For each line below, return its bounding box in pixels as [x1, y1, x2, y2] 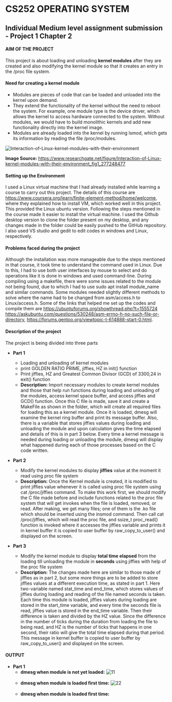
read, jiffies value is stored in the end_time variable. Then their [20, 607, 152, 613]
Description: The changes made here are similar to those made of [20, 569, 161, 575]
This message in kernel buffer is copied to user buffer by [20, 635, 141, 641]
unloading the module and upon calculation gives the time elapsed [20, 425, 161, 431]
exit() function [20, 376, 50, 382]
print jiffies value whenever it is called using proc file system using [20, 483, 161, 489]
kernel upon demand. [12, 97, 58, 103]
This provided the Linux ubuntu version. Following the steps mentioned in [5, 206, 161, 212]
